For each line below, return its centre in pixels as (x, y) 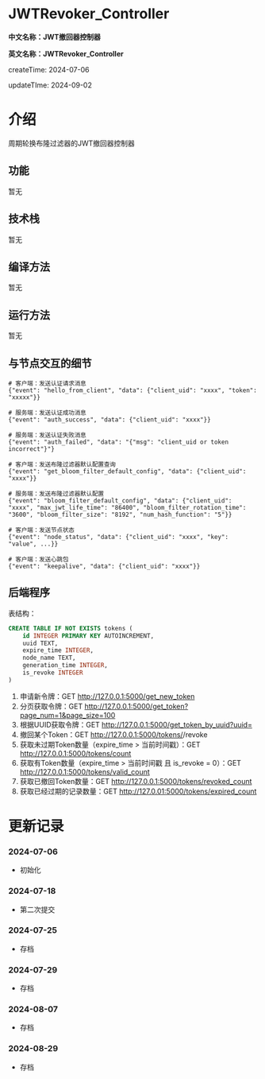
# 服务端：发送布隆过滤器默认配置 (56, 494)
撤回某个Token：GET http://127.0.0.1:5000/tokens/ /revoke (113, 734)
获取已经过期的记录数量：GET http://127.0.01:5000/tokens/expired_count (138, 791)
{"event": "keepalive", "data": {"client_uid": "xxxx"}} (104, 566)
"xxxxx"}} (25, 397)
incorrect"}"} (32, 449)
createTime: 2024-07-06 (49, 69)
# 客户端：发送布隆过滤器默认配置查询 (62, 464)
